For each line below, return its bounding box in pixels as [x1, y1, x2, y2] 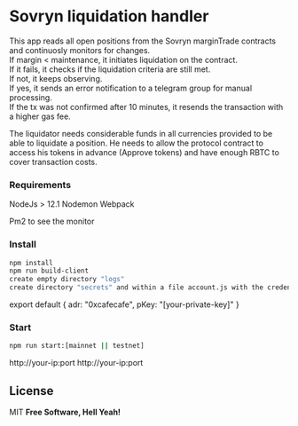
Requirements [9, 178, 72, 191]
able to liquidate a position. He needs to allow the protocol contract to [9, 138, 264, 148]
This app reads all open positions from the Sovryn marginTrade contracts [9, 35, 277, 46]
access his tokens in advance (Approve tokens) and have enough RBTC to [9, 146, 279, 157]
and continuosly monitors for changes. [9, 44, 151, 55]
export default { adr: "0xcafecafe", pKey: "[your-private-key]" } [9, 299, 239, 310]
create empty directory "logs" [9, 275, 125, 284]
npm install [9, 258, 53, 267]
